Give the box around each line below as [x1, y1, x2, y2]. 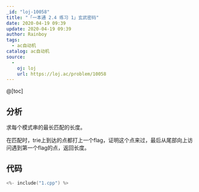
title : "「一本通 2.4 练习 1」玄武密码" [6, 15, 99, 21]
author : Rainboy [6, 31, 47, 38]
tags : [6, 37, 20, 43]
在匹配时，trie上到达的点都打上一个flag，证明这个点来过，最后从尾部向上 [6, 137, 188, 144]
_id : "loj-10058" [6, 8, 50, 15]
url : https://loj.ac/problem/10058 [17, 71, 107, 77]
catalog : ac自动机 [6, 48, 50, 55]
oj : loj [17, 65, 36, 71]
